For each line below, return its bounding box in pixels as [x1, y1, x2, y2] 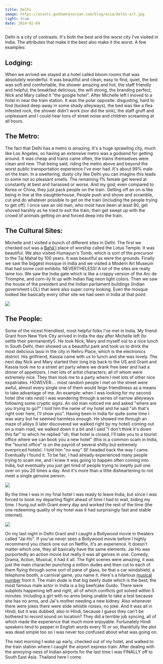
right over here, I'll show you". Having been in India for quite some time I [5, 410, 150, 416]
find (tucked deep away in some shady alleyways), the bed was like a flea [5, 103, 153, 109]
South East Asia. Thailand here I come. [5, 654, 83, 660]
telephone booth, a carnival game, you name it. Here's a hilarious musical [5, 572, 152, 578]
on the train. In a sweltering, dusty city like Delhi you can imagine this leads [5, 171, 156, 177]
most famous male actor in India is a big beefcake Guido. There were [5, 582, 143, 588]
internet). [5, 512, 23, 518]
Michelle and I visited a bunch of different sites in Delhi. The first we [5, 239, 142, 245]
